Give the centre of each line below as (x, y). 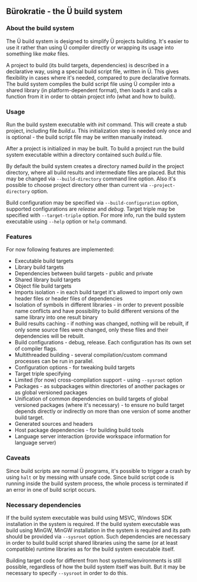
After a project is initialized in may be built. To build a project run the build (95, 148)
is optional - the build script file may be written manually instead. (84, 137)
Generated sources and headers (54, 424)
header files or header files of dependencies (69, 298)
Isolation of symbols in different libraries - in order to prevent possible (99, 305)
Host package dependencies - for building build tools (79, 430)
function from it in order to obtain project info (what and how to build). (91, 96)
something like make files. (38, 54)
